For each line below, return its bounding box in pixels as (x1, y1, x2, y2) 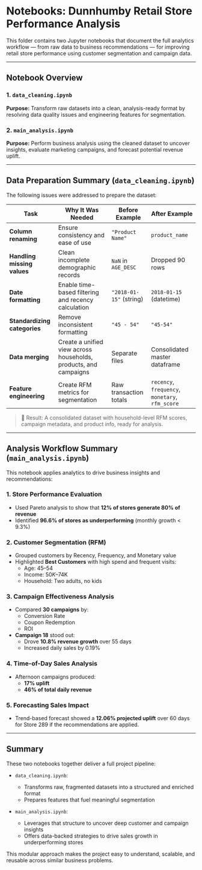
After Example (151, 209, 193, 218)
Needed (70, 213, 94, 221)
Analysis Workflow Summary (6, 443, 118, 454)
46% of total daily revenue (23, 686, 92, 693)
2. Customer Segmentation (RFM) (6, 538, 106, 546)
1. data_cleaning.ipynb (6, 91, 72, 99)
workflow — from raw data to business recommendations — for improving (6, 43, 190, 51)
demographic (58, 263, 96, 271)
